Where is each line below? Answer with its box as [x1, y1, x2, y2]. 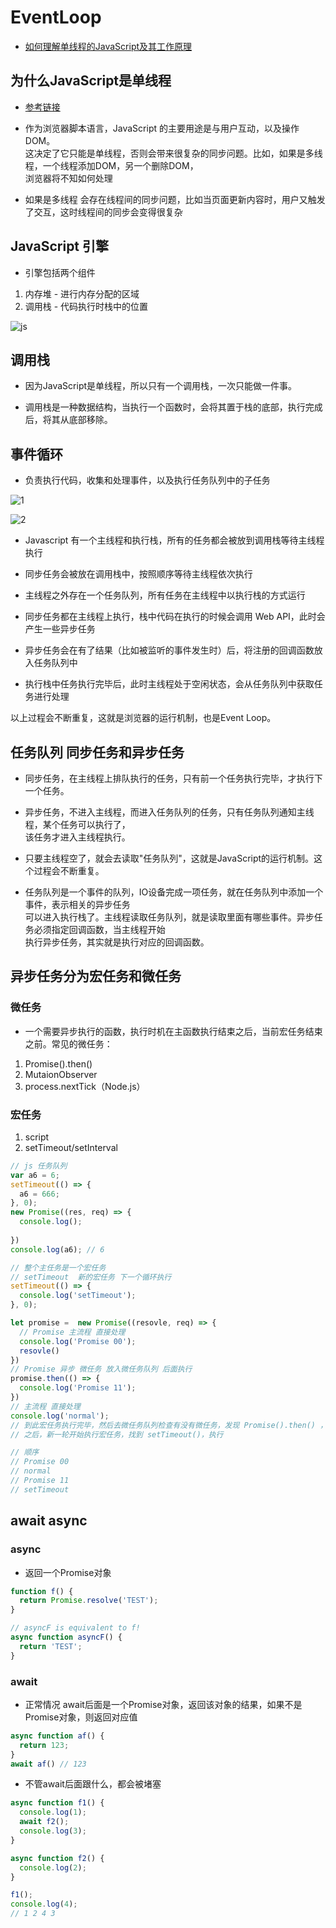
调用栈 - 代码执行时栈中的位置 [24, 300, 149, 312]
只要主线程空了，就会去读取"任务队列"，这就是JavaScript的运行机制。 [24, 852, 315, 864]
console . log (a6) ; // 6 [10, 1244, 105, 1255]
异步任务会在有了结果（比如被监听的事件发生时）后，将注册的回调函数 [24, 644, 315, 656]
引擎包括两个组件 [24, 266, 96, 278]
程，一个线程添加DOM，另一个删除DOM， [24, 159, 199, 171]
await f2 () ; [19, 1817, 70, 1827]
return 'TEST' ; [19, 1641, 83, 1651]
